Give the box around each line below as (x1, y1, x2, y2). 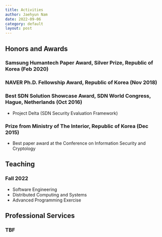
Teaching (5, 160, 35, 168)
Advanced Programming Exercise (12, 197, 81, 203)
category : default (5, 21, 43, 26)
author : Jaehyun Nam (5, 12, 48, 17)
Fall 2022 (5, 175, 28, 182)
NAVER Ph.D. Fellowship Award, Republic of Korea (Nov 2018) (5, 79, 158, 86)
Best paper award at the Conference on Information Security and (12, 140, 146, 146)
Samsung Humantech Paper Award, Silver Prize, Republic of (5, 59, 154, 66)
